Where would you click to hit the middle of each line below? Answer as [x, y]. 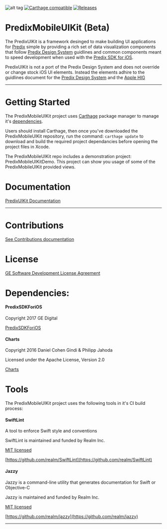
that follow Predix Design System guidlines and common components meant [83, 52]
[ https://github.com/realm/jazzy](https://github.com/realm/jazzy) [72, 516]
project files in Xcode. [28, 147]
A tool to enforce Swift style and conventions [51, 431]
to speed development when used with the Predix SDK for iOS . [69, 57]
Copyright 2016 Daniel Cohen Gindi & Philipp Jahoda [59, 350]
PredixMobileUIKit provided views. [41, 167]
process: [14, 409]
